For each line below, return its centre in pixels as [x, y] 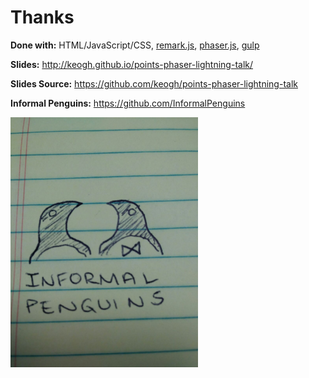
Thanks [42, 17]
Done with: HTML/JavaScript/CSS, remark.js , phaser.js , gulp [135, 45]
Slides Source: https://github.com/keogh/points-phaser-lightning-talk [154, 83]
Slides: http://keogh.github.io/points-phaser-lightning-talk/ [132, 64]
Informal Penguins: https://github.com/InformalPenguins [128, 103]
